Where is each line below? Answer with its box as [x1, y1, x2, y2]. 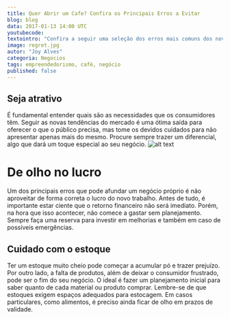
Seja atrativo [7, 93, 62, 104]
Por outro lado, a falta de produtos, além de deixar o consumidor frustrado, [7, 269, 219, 277]
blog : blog [7, 16, 38, 23]
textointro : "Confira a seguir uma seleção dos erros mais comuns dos [7, 36, 213, 43]
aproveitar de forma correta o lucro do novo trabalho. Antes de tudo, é [7, 194, 205, 202]
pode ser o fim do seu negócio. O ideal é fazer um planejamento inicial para [7, 276, 221, 285]
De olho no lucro [7, 164, 102, 180]
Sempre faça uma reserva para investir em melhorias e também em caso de [7, 216, 221, 224]
